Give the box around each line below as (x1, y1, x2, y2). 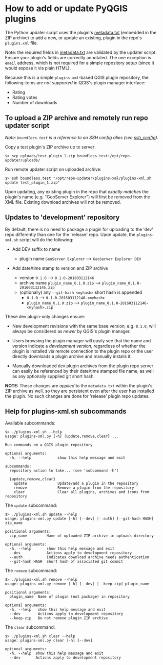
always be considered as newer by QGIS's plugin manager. (12, 328, 131, 334)
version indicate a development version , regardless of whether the (12, 343, 146, 349)
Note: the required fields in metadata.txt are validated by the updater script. (5, 49, 157, 55)
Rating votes (12, 94, 38, 100)
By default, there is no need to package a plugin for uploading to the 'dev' (5, 226, 154, 232)
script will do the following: (19, 237, 74, 242)
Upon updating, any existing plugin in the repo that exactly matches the (5, 189, 149, 194)
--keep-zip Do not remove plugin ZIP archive (9, 616, 108, 621)
